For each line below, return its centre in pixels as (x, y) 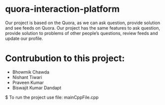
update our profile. (24, 38)
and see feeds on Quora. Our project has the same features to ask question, (82, 28)
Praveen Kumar (28, 82)
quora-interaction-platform (62, 9)
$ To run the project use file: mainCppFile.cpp (52, 97)
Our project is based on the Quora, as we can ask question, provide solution (82, 23)
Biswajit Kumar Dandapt (37, 88)
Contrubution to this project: (65, 58)
